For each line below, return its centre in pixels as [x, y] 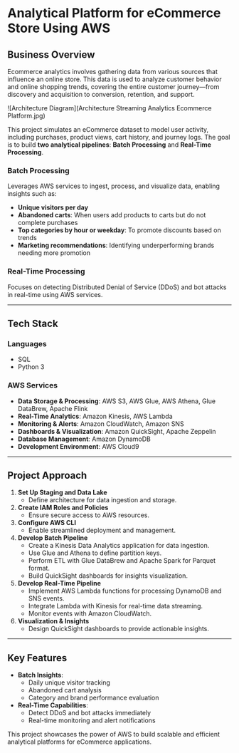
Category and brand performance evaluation [94, 698]
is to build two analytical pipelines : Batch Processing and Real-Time [110, 145]
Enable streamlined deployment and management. [102, 530]
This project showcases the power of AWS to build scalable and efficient [114, 734]
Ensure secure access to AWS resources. [89, 515]
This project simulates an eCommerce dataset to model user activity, [108, 129]
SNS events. [46, 598]
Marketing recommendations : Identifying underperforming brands [116, 245]
